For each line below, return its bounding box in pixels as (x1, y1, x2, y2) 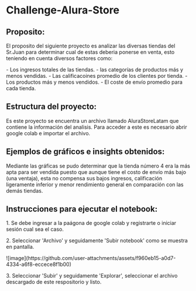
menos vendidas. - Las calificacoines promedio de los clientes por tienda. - (6, 73, 188, 79)
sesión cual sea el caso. (6, 226, 64, 233)
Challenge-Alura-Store (6, 4, 120, 17)
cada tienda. (6, 85, 36, 91)
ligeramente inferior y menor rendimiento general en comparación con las (6, 181, 184, 188)
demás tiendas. (6, 187, 43, 194)
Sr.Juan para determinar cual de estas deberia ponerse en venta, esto (6, 49, 175, 56)
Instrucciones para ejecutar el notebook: (6, 204, 158, 214)
